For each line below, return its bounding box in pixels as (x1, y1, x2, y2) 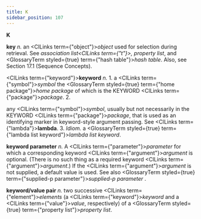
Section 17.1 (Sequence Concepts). (6, 62, 93, 70)
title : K (6, 8, 28, 15)
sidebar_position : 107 (6, 15, 64, 21)
